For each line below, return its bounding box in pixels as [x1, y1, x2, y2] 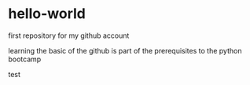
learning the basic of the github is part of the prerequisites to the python [8, 46, 242, 55]
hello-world [8, 5, 86, 23]
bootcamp [8, 54, 42, 64]
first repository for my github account [8, 31, 130, 40]
